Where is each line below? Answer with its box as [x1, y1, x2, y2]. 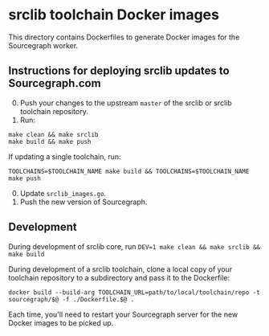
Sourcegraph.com [8, 76, 102, 90]
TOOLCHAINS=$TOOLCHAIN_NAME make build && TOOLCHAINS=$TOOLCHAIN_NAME [8, 167, 250, 175]
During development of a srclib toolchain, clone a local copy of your [8, 264, 233, 274]
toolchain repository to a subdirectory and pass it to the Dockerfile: [8, 272, 230, 282]
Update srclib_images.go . [19, 188, 107, 198]
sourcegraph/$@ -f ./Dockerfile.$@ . [8, 295, 135, 303]
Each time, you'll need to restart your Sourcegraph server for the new [8, 309, 238, 319]
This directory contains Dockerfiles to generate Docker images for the [8, 32, 240, 42]
